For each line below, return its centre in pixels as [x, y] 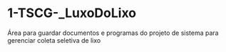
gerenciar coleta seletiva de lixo [54, 40]
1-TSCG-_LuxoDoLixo [72, 13]
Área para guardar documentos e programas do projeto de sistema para [113, 33]
